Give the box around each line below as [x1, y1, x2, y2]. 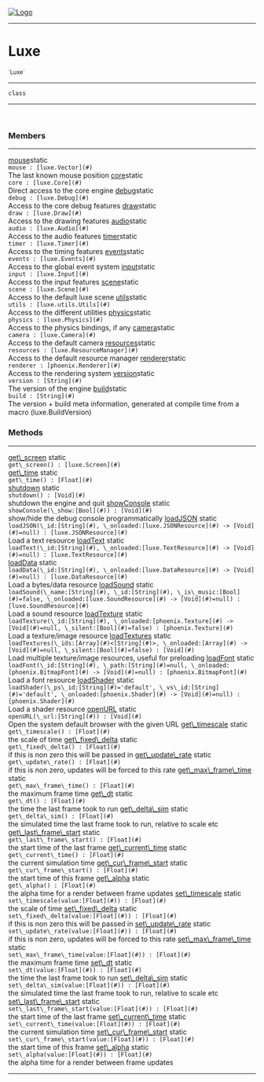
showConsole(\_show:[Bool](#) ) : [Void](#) [8, 506, 153, 514]
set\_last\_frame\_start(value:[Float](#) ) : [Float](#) [8, 1005, 199, 1013]
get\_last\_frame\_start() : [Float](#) [8, 836, 143, 844]
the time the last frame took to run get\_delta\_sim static [8, 804, 189, 813]
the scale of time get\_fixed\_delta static [8, 734, 138, 744]
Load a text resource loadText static [8, 535, 125, 545]
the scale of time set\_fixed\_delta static [8, 904, 137, 913]
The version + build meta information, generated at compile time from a [8, 399, 240, 409]
